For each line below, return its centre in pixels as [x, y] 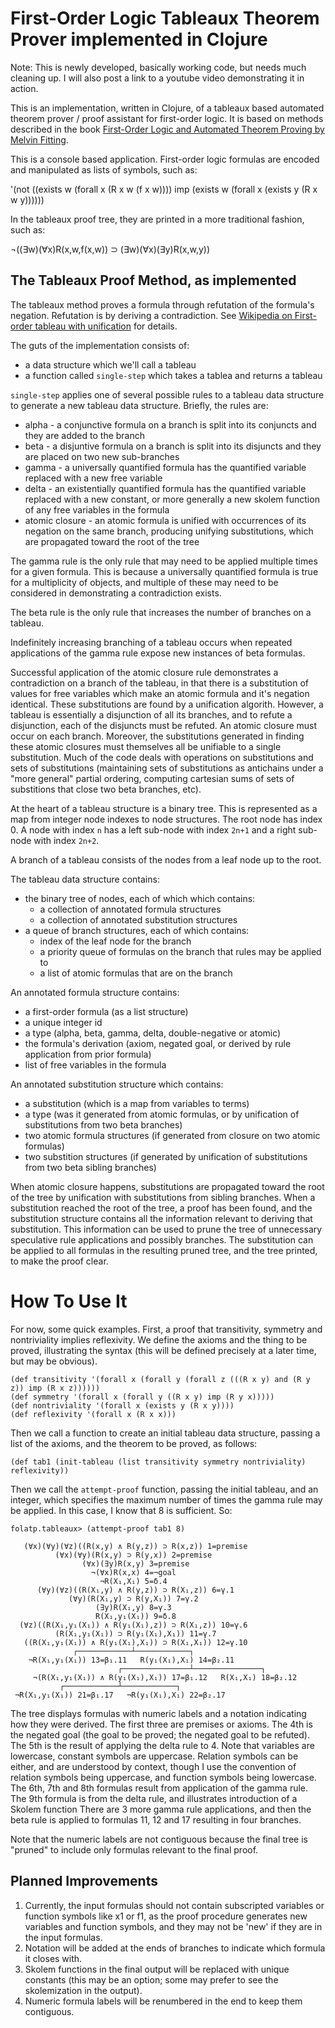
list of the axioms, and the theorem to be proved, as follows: [134, 1443]
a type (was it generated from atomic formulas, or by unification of [162, 1114]
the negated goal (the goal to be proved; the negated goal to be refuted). [160, 1734]
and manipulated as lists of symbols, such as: [104, 169]
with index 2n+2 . [66, 840]
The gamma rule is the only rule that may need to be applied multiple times [164, 561]
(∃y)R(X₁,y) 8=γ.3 [133, 1607]
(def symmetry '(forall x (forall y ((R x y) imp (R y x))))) [142, 1397]
